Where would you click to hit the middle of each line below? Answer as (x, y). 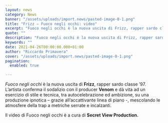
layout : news (19, 10)
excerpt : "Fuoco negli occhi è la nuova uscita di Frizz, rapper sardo (81, 28)
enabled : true (24, 65)
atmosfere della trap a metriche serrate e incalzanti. (58, 105)
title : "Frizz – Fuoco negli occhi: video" (51, 24)
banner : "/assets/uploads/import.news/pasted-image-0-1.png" (70, 19)
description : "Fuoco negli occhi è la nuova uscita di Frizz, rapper (79, 38)
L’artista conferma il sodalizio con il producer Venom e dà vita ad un (75, 89)
